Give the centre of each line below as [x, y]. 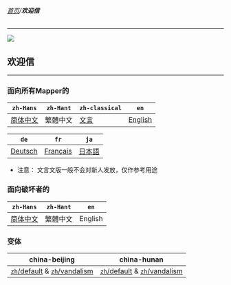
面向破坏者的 [29, 189]
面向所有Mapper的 [38, 91]
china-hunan [141, 260]
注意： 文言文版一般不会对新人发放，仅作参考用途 [87, 170]
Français [58, 151]
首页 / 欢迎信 [23, 10]
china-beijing [52, 260]
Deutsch [24, 151]
